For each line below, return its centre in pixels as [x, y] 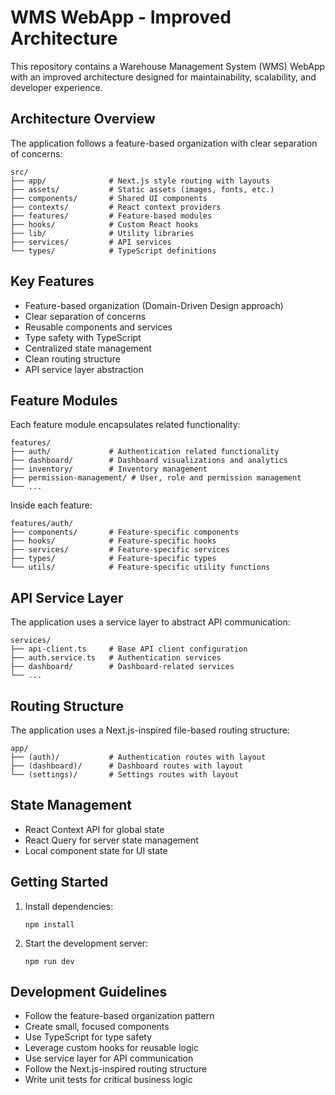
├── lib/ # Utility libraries [102, 233]
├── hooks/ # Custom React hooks [104, 224]
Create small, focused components [97, 1027]
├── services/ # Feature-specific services [120, 550]
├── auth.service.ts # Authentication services [116, 658]
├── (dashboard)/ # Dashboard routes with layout [127, 766]
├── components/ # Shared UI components [109, 198]
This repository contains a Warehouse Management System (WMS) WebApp [168, 66]
